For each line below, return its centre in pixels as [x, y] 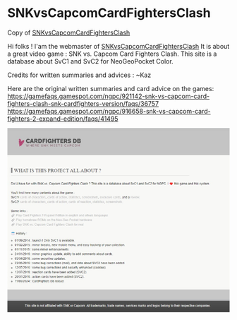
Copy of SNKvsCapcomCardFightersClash [69, 32]
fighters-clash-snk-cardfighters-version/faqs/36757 [83, 103]
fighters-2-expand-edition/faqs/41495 [63, 119]
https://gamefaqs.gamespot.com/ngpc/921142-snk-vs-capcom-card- [109, 96]
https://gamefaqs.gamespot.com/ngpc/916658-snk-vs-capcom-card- [109, 111]
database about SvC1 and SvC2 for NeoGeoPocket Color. [91, 61]
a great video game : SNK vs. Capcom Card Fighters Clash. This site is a [112, 54]
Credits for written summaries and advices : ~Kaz [79, 75]
